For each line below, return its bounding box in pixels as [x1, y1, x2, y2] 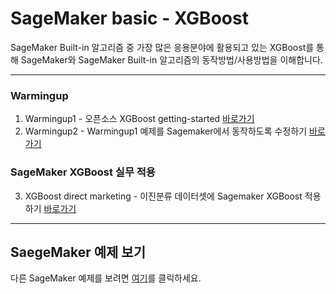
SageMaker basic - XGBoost [10, 7, 249, 30]
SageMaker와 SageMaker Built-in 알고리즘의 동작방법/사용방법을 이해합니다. [20, 53, 323, 66]
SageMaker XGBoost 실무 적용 [10, 165, 156, 179]
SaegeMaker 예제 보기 [10, 243, 146, 261]
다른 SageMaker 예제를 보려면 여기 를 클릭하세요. [10, 272, 202, 284]
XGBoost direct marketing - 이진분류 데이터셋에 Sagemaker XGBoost [24, 190, 303, 202]
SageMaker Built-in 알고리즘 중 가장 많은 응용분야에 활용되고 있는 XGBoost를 [10, 41, 315, 53]
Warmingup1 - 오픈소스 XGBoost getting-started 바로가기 [24, 113, 255, 125]
